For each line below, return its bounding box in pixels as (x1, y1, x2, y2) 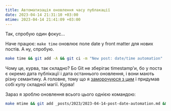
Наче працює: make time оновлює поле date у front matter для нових (5, 41, 154, 47)
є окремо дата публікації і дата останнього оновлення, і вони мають (5, 71, 154, 77)
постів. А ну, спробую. (5, 46, 54, 52)
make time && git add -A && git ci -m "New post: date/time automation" (5, 56, 163, 61)
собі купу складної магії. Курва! (5, 81, 75, 88)
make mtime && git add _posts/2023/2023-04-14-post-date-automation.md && (5, 101, 167, 106)
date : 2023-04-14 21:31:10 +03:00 (5, 12, 79, 17)
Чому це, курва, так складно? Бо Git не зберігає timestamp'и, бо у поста (5, 65, 162, 71)
